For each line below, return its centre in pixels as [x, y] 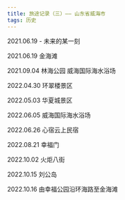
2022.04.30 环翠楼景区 [40, 85]
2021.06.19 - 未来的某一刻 [44, 41]
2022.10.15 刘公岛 [32, 174]
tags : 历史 [22, 20]
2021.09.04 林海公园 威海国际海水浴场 [61, 70]
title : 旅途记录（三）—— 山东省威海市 [57, 14]
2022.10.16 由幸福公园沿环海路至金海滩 [62, 189]
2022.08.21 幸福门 [33, 144]
